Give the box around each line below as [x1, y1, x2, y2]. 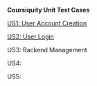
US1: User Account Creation [7, 19, 87, 27]
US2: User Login [7, 32, 54, 41]
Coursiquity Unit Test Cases [7, 6, 90, 14]
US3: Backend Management [7, 46, 88, 54]
